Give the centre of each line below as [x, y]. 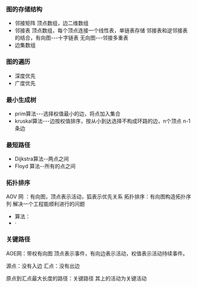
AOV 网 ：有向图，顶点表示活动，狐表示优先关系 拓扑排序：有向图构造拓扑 [96, 197]
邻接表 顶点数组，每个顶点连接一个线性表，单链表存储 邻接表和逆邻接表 [101, 31]
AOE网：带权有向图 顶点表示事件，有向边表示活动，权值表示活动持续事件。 [97, 253]
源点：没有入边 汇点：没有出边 [43, 266]
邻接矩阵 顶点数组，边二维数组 [51, 23]
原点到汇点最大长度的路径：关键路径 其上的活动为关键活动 [76, 278]
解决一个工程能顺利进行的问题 [49, 204]
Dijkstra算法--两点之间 [42, 159]
